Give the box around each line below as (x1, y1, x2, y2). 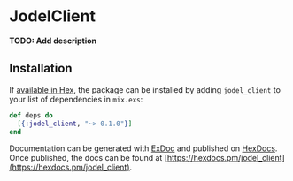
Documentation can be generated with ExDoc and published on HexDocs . (9, 143, 278, 154)
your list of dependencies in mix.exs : (9, 94, 143, 104)
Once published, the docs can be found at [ (9, 153, 168, 163)
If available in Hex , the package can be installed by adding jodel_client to (9, 84, 281, 94)
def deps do (9, 110, 53, 120)
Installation (9, 61, 73, 76)
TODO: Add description (9, 35, 97, 46)
